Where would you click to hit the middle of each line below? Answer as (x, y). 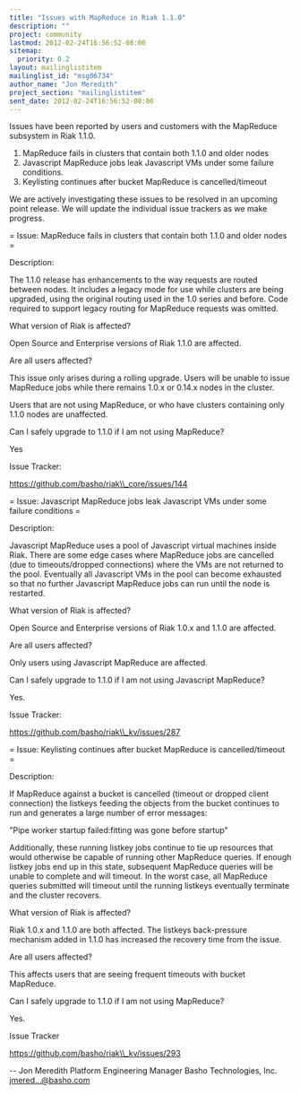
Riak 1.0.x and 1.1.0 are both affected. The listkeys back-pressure (129, 930)
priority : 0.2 (43, 59)
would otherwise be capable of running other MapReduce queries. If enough (150, 857)
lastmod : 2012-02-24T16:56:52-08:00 (77, 43)
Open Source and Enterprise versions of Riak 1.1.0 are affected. (125, 343)
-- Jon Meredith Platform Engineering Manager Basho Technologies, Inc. (143, 1071)
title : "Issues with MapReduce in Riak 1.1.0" (98, 17)
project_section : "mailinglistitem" (77, 92)
